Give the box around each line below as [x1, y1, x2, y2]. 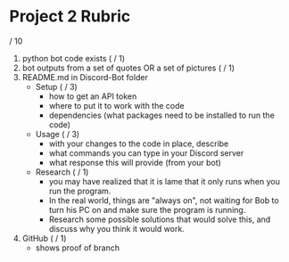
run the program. [48, 185, 111, 196]
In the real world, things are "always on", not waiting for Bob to [48, 194, 279, 206]
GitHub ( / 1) [21, 233, 67, 243]
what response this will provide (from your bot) [48, 157, 221, 168]
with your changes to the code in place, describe [48, 138, 229, 149]
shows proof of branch [35, 242, 120, 253]
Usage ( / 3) [35, 128, 80, 139]
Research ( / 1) [35, 167, 89, 177]
